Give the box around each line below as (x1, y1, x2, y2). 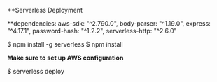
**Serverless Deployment (7, 6, 83, 14)
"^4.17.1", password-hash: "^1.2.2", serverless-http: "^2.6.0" (7, 27, 177, 35)
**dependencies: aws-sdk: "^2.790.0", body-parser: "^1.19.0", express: (7, 19, 211, 27)
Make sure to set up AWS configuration (7, 54, 124, 62)
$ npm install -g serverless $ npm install (7, 40, 124, 48)
